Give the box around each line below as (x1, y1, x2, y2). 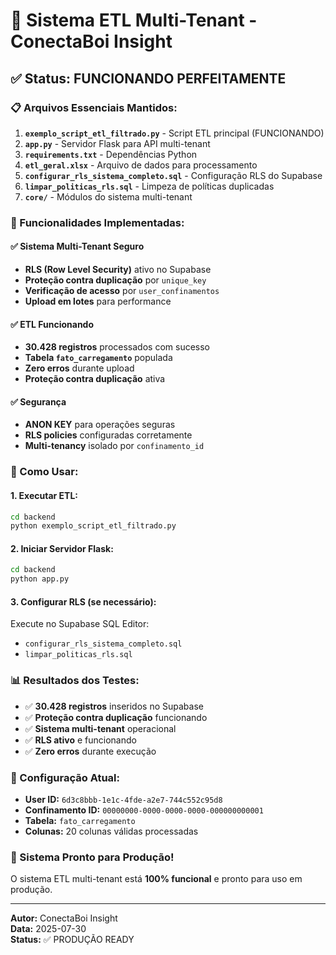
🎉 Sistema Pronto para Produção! (10, 850, 175, 864)
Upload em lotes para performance (24, 295, 172, 307)
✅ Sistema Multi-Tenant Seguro (10, 240, 145, 253)
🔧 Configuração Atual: (10, 770, 120, 784)
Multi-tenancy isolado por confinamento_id (24, 440, 205, 452)
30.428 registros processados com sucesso (24, 341, 210, 353)
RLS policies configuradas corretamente (24, 429, 193, 441)
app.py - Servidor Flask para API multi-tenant (24, 137, 211, 149)
